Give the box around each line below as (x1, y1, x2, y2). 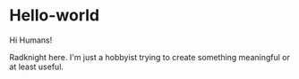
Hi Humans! (9, 35, 53, 45)
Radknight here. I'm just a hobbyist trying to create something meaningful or (9, 51, 291, 62)
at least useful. (9, 61, 64, 72)
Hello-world (9, 5, 100, 26)
